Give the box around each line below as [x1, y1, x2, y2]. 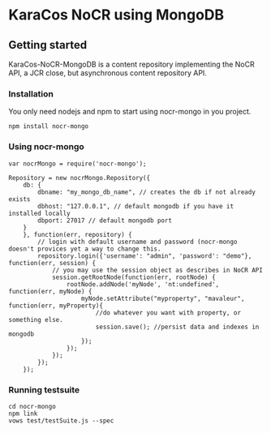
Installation [8, 88, 54, 99]
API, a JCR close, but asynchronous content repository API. [8, 68, 207, 78]
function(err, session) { [8, 259, 96, 267]
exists [8, 195, 31, 204]
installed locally [8, 209, 71, 217]
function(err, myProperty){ [8, 302, 104, 310]
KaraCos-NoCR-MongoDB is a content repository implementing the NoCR [8, 59, 255, 69]
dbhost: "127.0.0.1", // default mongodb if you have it [37, 202, 234, 210]
